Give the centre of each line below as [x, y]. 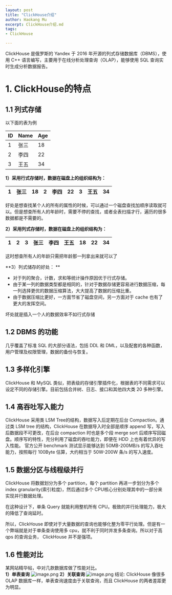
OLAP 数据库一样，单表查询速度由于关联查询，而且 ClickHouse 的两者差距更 [86, 581]
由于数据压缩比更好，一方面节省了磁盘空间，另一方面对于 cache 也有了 [88, 297]
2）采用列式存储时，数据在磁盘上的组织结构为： [56, 229]
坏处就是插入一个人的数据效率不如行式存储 [50, 314]
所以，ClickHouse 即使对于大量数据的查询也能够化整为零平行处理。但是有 [83, 524]
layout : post [19, 10]
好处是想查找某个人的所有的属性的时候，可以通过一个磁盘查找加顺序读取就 [84, 205]
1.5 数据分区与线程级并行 [44, 470]
